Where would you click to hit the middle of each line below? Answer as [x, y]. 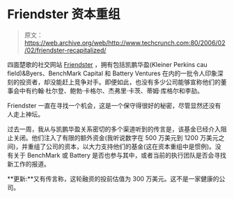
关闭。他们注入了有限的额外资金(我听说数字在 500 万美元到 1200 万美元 [116, 137]
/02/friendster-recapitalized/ [65, 50]
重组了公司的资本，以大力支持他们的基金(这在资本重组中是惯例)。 [122, 146]
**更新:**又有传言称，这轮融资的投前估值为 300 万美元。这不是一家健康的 [113, 178]
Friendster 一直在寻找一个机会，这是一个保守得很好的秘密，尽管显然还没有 [114, 105]
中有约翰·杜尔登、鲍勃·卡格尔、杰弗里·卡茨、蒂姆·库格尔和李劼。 [111, 91]
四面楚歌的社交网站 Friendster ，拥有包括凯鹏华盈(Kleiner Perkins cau [107, 64]
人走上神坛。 [25, 114]
